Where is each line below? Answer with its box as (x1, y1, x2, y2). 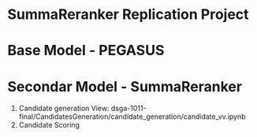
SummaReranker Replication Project (7, 6, 249, 24)
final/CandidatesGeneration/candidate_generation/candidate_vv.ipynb (18, 112, 246, 121)
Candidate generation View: (18, 104, 110, 113)
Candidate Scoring (18, 120, 80, 130)
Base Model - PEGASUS (7, 42, 165, 60)
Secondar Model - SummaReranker (7, 77, 242, 95)
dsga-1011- (110, 104, 147, 113)
